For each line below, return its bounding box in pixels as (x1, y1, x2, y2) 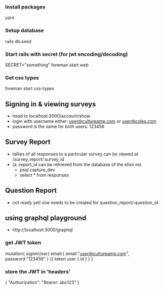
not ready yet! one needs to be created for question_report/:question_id (12, 199, 159, 205)
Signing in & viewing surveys (5, 100, 96, 108)
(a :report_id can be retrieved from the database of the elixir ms (12, 161, 142, 167)
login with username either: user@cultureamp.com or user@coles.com (12, 118, 157, 124)
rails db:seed (5, 38, 32, 44)
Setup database (5, 27, 44, 34)
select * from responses (19, 172, 69, 178)
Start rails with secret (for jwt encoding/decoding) (5, 50, 128, 57)
